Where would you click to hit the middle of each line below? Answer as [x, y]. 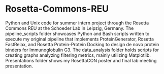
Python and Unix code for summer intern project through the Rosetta [77, 23]
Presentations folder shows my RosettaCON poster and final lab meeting [81, 60]
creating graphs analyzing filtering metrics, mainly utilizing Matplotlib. [78, 55]
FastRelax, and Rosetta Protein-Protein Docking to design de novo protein [82, 44]
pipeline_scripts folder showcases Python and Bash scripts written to [77, 33]
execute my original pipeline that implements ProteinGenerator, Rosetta [79, 39]
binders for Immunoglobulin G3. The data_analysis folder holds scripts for [82, 50]
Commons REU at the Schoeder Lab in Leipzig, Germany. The [70, 28]
